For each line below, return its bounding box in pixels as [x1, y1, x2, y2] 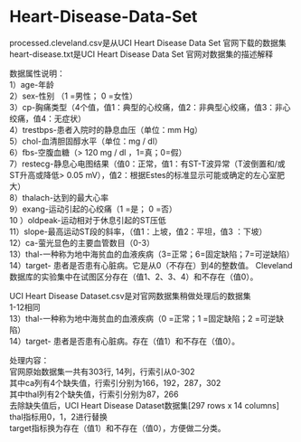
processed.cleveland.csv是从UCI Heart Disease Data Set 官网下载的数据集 [9, 37, 287, 48]
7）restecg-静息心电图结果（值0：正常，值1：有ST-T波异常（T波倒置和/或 [9, 158, 287, 169]
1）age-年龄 [9, 79, 54, 89]
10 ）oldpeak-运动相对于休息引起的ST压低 [9, 214, 166, 225]
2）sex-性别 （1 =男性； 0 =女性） [9, 90, 138, 101]
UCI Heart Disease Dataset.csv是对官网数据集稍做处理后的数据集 [9, 290, 251, 301]
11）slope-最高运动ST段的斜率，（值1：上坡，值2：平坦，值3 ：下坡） [9, 226, 268, 237]
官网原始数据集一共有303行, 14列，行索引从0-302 [9, 366, 195, 377]
